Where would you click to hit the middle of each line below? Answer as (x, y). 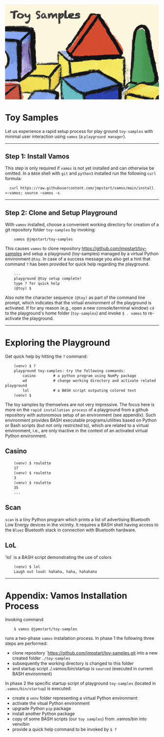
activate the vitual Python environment (51, 703)
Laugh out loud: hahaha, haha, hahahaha (55, 572)
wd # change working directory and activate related (89, 381)
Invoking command (24, 620)
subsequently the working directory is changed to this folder (73, 663)
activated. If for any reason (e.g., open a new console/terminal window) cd (80, 308)
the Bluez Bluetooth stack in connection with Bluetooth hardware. (71, 530)
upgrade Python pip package (41, 709)
